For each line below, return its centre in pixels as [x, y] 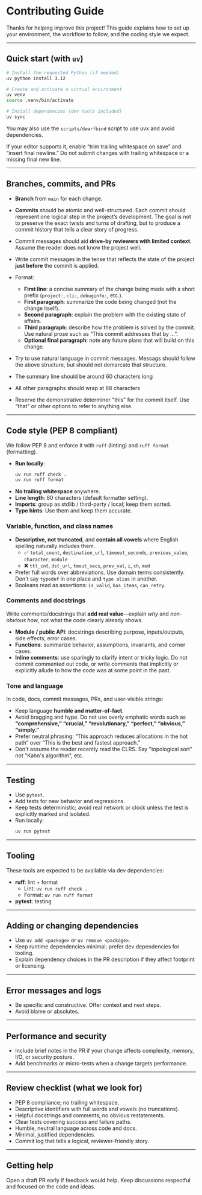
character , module [46, 559]
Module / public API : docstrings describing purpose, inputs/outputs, [99, 632]
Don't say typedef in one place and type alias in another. [86, 579]
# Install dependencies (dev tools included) [64, 112]
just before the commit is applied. [57, 265]
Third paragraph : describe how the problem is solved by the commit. [109, 327]
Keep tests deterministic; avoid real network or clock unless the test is [102, 807]
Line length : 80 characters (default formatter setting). [81, 498]
